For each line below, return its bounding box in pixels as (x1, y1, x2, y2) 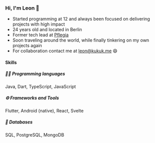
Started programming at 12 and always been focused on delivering (12, 16, 150, 22)
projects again (12, 43, 43, 49)
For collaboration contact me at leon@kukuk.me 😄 (12, 48, 118, 54)
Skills (5, 59, 17, 65)
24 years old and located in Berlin (12, 27, 82, 33)
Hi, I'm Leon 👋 (5, 5, 40, 12)
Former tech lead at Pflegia (12, 32, 69, 38)
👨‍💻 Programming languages (5, 71, 65, 77)
